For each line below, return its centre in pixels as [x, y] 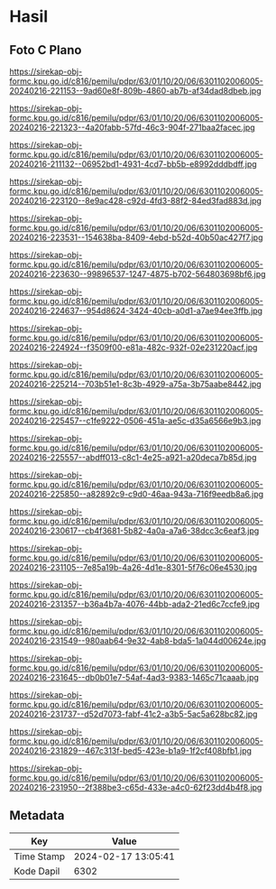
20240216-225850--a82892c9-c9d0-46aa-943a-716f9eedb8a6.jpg [137, 494]
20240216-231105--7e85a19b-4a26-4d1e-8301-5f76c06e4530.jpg [133, 567]
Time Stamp [40, 857]
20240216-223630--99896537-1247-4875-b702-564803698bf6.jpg [138, 274]
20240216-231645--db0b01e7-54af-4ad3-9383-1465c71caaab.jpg [134, 677]
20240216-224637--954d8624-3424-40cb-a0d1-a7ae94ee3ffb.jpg [136, 310]
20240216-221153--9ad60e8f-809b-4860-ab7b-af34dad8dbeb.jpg [135, 91]
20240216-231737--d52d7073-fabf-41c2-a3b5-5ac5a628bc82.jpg [133, 714]
